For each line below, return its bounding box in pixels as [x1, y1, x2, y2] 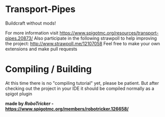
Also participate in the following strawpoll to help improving [34, 35, 157, 41]
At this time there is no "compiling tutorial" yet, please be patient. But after [5, 80, 159, 86]
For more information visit [5, 30, 59, 36]
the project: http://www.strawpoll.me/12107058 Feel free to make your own [5, 40, 160, 46]
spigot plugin [5, 90, 33, 96]
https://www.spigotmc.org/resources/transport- [59, 30, 159, 36]
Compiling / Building [5, 64, 92, 75]
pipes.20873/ [5, 35, 33, 41]
